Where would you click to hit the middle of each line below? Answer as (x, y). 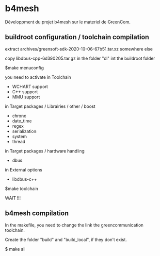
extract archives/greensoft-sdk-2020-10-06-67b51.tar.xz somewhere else (79, 49)
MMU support (26, 97)
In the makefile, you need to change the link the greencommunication (74, 225)
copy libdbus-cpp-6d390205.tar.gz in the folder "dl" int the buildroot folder (80, 58)
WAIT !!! (13, 198)
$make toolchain (22, 188)
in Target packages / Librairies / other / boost (50, 106)
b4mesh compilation (37, 213)
